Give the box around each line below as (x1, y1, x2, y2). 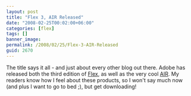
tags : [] (6, 31, 28, 37)
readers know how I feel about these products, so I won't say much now (6, 76, 183, 83)
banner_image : (6, 36, 42, 42)
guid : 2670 (6, 48, 33, 54)
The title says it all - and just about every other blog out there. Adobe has (6, 64, 186, 71)
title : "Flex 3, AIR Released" (6, 14, 84, 20)
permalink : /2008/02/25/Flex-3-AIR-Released (6, 42, 118, 48)
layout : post (6, 8, 39, 15)
